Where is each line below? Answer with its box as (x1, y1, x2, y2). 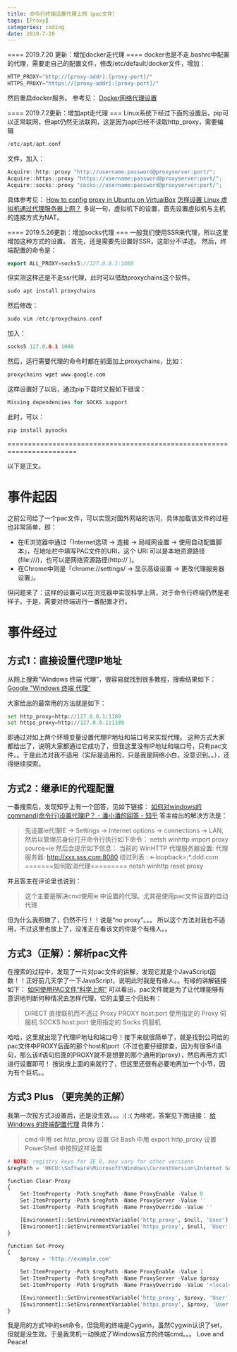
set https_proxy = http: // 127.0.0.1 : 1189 (7, 719, 125, 726)
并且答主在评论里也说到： (7, 877, 82, 886)
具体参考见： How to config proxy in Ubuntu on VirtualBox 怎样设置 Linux (7, 195, 220, 204)
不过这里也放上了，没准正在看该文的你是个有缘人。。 (19, 924, 171, 933)
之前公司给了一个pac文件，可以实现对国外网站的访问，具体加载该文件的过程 (7, 514, 229, 522)
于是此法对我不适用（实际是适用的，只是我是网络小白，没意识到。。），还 (22, 751, 230, 760)
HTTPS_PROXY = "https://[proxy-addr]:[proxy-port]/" (7, 80, 159, 87)
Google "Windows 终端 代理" (7, 684, 92, 692)
